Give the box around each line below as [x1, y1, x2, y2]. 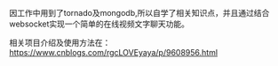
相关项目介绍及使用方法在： [9, 38, 111, 48]
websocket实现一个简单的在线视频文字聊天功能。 [9, 18, 189, 29]
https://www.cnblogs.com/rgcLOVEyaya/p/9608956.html [9, 48, 218, 57]
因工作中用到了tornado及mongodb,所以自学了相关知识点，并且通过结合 [9, 8, 270, 18]
